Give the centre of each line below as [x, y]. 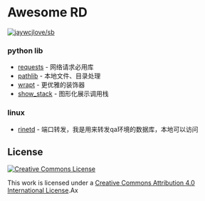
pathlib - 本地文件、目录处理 [59, 76]
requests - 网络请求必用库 [56, 67]
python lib [25, 51]
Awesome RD [47, 12]
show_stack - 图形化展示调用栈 [63, 94]
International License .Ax [43, 190]
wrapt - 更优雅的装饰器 [51, 85]
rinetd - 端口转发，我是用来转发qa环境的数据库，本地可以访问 [108, 129]
